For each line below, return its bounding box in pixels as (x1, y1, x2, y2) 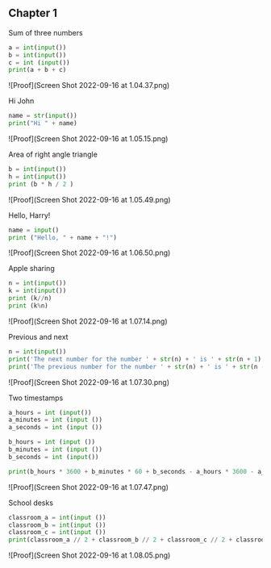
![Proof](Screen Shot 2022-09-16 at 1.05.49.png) (8, 194, 171, 204)
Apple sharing (8, 264, 55, 274)
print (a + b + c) (8, 66, 67, 74)
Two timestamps (8, 393, 64, 403)
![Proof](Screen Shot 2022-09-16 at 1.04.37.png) (8, 81, 170, 90)
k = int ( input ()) (8, 286, 67, 295)
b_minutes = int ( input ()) (8, 445, 103, 454)
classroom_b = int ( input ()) (8, 520, 106, 529)
